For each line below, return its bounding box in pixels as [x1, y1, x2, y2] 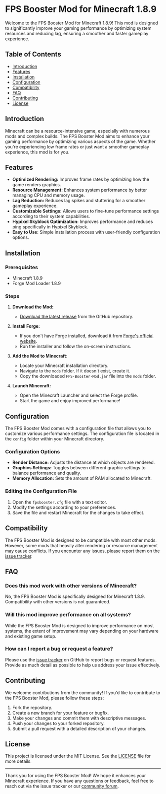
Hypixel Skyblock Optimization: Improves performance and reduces [12, 218, 153, 224]
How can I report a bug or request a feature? [5, 646, 114, 652]
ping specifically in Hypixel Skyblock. [12, 224, 88, 230]
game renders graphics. [12, 182, 61, 188]
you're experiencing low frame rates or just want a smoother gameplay [5, 144, 150, 149]
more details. [5, 758, 32, 764]
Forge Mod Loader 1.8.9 [12, 281, 61, 287]
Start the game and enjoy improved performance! [19, 398, 121, 404]
